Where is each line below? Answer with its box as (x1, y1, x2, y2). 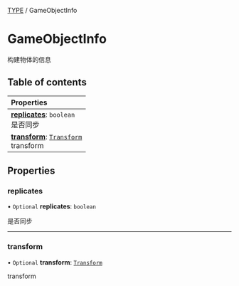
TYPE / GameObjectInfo (7, 6, 78, 14)
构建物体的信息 (7, 55, 51, 63)
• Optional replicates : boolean (7, 202, 96, 211)
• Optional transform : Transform (7, 258, 103, 266)
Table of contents (7, 76, 87, 88)
